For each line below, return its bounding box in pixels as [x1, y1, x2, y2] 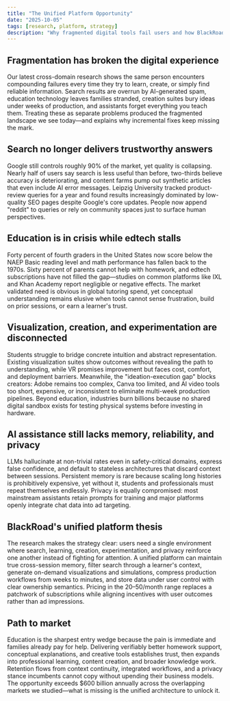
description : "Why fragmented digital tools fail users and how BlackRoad [7, 29, 225, 36]
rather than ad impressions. [7, 598, 85, 606]
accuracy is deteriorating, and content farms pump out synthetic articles [7, 176, 212, 184]
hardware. [7, 408, 36, 417]
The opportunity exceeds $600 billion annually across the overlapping [7, 679, 205, 687]
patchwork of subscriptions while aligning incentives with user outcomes [7, 590, 213, 598]
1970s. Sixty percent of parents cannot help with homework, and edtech [7, 265, 211, 273]
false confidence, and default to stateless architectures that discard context [7, 465, 221, 473]
